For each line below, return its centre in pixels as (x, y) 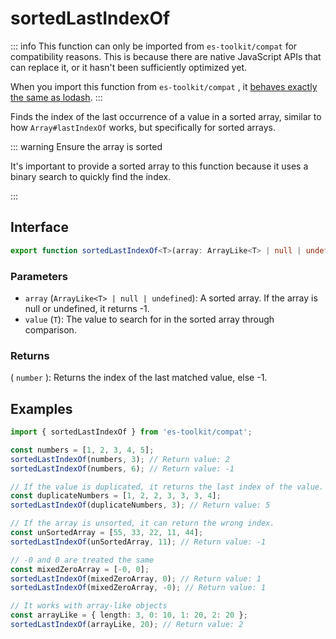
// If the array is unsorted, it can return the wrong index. (142, 523)
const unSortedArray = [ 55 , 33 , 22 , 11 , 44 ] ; (107, 533)
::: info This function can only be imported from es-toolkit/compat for (154, 46)
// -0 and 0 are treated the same (82, 560)
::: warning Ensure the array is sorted (86, 146)
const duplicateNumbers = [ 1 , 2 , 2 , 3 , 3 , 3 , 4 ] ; (116, 496)
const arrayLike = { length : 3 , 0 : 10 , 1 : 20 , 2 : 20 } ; (129, 615)
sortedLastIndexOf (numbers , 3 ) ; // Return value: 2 (120, 459)
